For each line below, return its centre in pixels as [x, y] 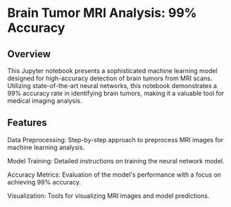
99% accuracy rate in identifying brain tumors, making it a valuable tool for [116, 93]
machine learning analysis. [46, 147]
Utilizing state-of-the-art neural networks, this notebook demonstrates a [112, 86]
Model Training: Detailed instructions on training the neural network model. [116, 161]
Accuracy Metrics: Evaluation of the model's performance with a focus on [114, 175]
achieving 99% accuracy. [44, 182]
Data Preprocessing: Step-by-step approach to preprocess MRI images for [115, 139]
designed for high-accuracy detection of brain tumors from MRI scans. [110, 78]
